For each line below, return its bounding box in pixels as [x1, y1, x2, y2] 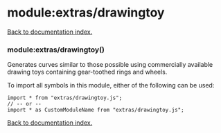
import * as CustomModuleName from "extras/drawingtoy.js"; [7, 107, 185, 114]
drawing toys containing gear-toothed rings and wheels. [7, 68, 168, 76]
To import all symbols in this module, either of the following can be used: [7, 81, 215, 90]
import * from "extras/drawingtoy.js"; [7, 94, 123, 101]
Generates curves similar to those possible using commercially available [7, 61, 213, 69]
